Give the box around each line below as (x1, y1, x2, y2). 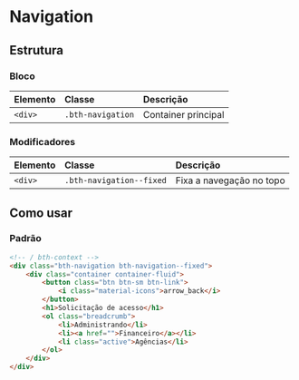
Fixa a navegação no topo (175, 174, 285, 187)
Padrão (9, 232, 43, 245)
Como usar (9, 205, 73, 220)
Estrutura (9, 43, 64, 58)
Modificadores (9, 135, 75, 148)
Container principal (142, 108, 225, 121)
